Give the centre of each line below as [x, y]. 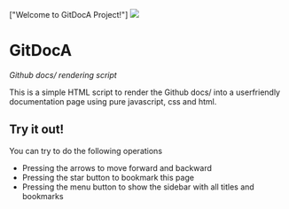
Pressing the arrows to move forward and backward [117, 167]
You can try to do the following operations [86, 151]
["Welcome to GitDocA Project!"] [69, 15]
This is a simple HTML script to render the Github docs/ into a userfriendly [145, 92]
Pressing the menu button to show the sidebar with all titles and [138, 187]
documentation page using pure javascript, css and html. [113, 101]
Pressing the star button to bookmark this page [108, 177]
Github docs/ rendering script [63, 74]
